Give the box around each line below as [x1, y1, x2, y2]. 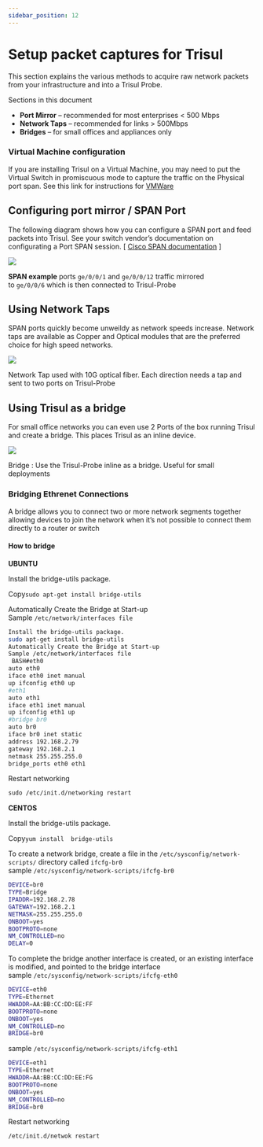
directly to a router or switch [8, 523, 100, 533]
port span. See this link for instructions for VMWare [8, 181, 174, 190]
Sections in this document [8, 95, 93, 105]
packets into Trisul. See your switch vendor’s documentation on [8, 233, 214, 242]
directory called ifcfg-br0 [38, 857, 123, 867]
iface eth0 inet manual [8, 672, 86, 680]
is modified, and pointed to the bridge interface [8, 962, 161, 972]
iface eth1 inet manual [8, 701, 86, 709]
